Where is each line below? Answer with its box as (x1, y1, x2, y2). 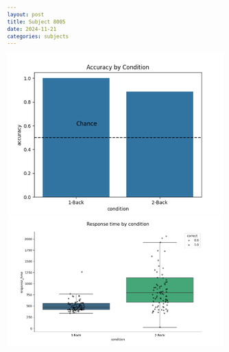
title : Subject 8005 (7, 18, 67, 25)
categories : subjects (7, 33, 69, 40)
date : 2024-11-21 (7, 25, 57, 32)
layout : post (7, 11, 45, 18)
